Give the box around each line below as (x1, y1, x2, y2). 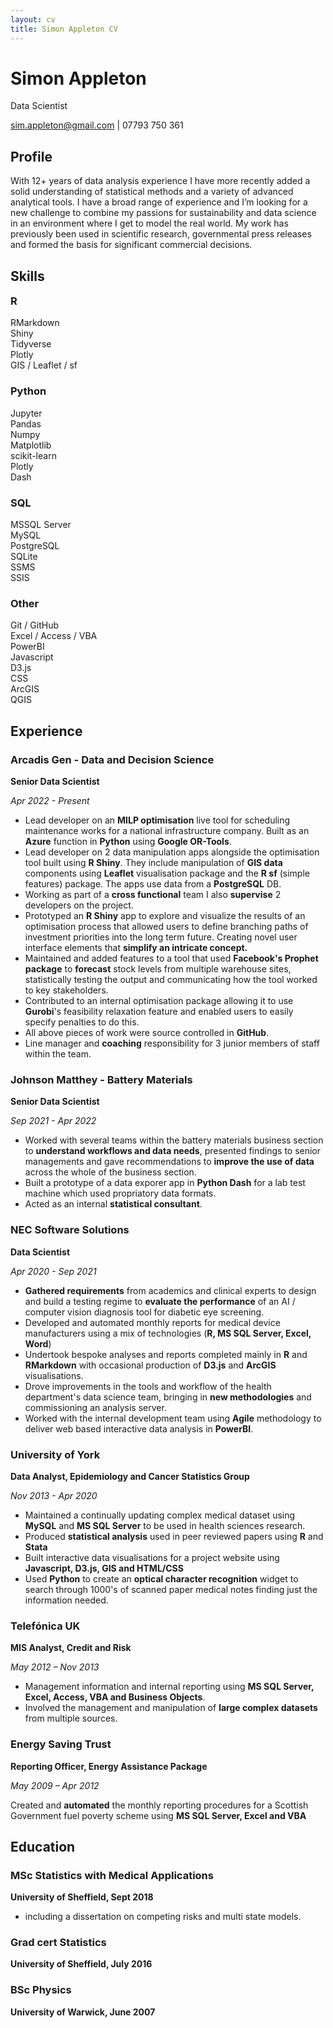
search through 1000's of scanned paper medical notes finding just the (24, 1583, 318, 1595)
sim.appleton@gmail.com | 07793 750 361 (10, 119, 184, 131)
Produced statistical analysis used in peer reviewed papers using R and (24, 1530, 324, 1542)
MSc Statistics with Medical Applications (10, 1868, 214, 1882)
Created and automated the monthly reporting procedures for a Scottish (10, 1799, 309, 1811)
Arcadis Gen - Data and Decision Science (10, 752, 215, 766)
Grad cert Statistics (10, 1936, 107, 1950)
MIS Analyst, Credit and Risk (10, 1642, 132, 1654)
